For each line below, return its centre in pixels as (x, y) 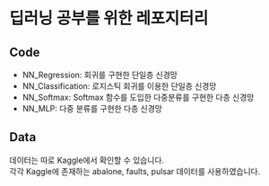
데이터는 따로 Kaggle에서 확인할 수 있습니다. (87, 160)
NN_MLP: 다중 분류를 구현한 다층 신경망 (92, 108)
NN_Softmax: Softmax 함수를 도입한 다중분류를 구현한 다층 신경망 (138, 97)
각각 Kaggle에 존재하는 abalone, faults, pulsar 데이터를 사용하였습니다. (135, 171)
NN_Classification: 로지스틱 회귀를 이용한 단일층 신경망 (119, 86)
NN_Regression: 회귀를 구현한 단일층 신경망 (100, 75)
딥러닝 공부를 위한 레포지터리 (109, 18)
